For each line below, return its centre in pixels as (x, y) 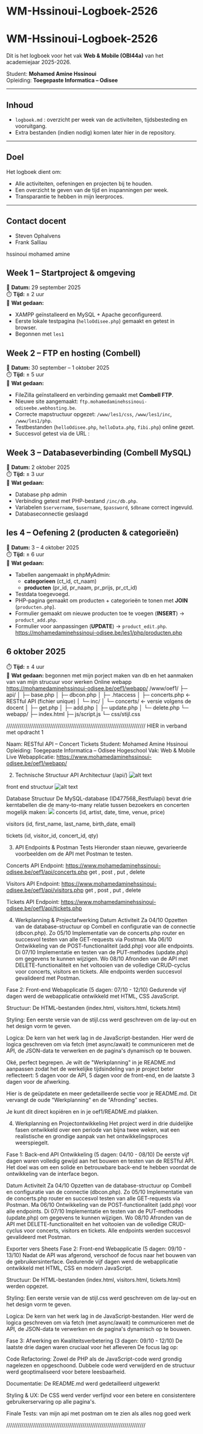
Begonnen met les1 (40, 334)
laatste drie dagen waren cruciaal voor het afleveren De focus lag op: (92, 1347)
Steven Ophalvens (38, 236)
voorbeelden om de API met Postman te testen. (74, 854)
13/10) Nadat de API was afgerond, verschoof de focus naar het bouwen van (101, 1255)
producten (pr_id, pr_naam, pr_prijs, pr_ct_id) (81, 587)
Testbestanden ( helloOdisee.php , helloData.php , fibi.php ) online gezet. (105, 427)
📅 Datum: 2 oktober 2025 (38, 467)
